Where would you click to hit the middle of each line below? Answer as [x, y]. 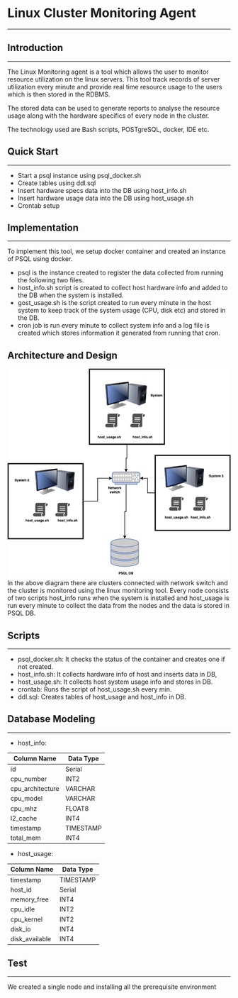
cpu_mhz [24, 808]
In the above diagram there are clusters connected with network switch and [118, 583]
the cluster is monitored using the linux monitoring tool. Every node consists [118, 591]
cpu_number [29, 779]
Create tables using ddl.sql [57, 183]
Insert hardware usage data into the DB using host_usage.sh [106, 198]
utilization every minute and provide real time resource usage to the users [115, 87]
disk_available [31, 939]
